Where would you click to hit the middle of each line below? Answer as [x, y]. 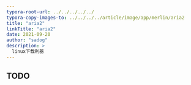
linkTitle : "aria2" [31, 29]
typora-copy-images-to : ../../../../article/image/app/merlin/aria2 [95, 18]
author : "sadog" [27, 40]
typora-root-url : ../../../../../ [51, 12]
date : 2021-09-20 [28, 35]
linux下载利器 [28, 52]
